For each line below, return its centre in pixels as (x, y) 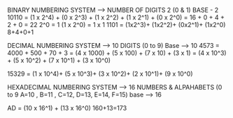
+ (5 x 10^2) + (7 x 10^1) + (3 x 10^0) (59, 60)
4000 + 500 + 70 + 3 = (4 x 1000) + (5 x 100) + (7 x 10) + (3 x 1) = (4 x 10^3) (117, 53)
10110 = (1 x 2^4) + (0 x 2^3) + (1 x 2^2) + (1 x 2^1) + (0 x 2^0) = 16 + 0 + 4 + (116, 17)
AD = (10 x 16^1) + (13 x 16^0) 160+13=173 (67, 108)
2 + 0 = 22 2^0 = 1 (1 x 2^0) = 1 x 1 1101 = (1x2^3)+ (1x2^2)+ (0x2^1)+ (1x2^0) (116, 25)
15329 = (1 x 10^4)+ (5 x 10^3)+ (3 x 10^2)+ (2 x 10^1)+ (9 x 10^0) (100, 74)
